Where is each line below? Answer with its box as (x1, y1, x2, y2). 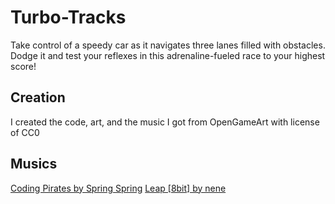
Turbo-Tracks (10, 6, 127, 29)
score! (10, 60, 37, 72)
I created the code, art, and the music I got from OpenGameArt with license (10, 116, 320, 128)
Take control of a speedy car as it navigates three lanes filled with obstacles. (10, 39, 326, 51)
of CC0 (10, 126, 40, 138)
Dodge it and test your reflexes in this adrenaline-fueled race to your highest (10, 49, 326, 61)
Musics (10, 156, 58, 173)
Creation (10, 89, 66, 106)
